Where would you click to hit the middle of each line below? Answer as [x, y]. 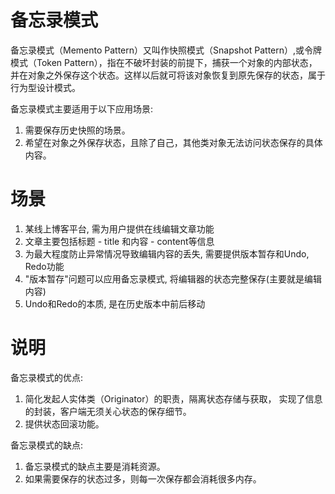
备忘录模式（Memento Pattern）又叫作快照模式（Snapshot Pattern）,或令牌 [166, 50]
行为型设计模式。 [45, 87]
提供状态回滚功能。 [64, 423]
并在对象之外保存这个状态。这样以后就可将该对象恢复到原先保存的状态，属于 [168, 75]
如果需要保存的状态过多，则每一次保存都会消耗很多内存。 [143, 478]
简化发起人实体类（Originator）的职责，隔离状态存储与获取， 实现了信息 [173, 398]
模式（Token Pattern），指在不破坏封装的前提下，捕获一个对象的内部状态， [164, 62]
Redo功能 [44, 266]
